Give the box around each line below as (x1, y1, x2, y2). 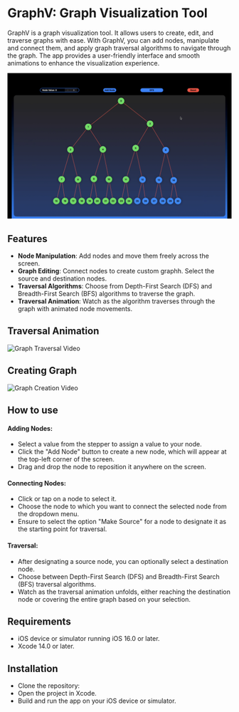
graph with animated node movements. (17, 305, 133, 313)
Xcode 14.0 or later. (17, 642, 75, 651)
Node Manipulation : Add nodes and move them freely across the (17, 251, 210, 261)
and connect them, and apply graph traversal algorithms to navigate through (7, 43, 231, 52)
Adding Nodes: (7, 424, 53, 432)
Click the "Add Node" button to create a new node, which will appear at (17, 447, 227, 456)
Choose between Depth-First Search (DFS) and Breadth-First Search (17, 572, 221, 581)
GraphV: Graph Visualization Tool (7, 5, 208, 21)
